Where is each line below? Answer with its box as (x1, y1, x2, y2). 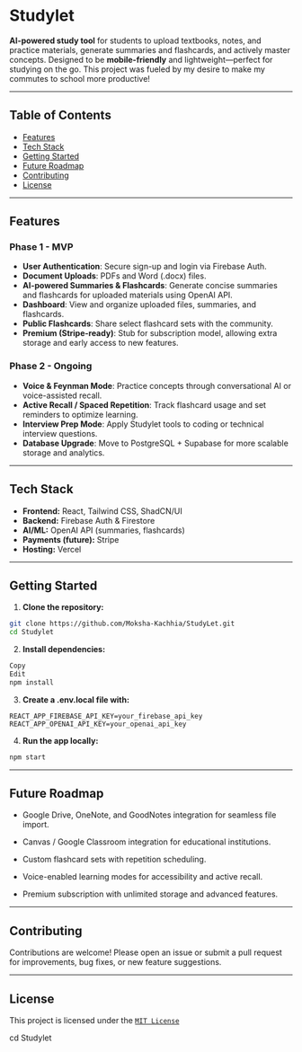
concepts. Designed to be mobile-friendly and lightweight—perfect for (9, 54, 273, 65)
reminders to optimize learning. (22, 409, 138, 420)
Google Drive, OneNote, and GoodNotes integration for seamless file (22, 809, 277, 820)
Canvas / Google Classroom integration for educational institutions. (22, 836, 271, 847)
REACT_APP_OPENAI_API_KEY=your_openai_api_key (9, 720, 187, 729)
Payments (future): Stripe (22, 534, 120, 544)
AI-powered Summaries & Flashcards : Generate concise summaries (22, 280, 279, 291)
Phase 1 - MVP (9, 241, 74, 253)
